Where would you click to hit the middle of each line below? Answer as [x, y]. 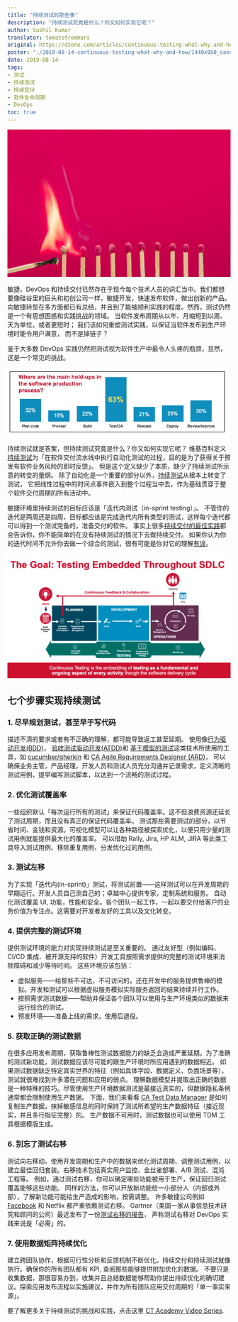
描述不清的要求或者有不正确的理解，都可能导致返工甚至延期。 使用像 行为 [114, 739]
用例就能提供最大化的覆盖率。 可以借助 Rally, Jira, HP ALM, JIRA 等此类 [117, 838]
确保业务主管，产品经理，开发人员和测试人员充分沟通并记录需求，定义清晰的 [119, 766]
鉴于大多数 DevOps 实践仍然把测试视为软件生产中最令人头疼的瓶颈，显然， [117, 349]
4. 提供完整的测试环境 [44, 931]
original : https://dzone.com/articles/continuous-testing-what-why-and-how [121, 45]
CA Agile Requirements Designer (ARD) [148, 757]
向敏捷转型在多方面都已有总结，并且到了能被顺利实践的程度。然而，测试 [113, 307]
